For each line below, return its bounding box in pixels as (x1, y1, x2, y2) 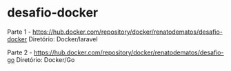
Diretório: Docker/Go (16, 55, 75, 63)
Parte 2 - (7, 48, 32, 57)
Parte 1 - (7, 28, 31, 36)
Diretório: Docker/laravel (28, 34, 98, 43)
